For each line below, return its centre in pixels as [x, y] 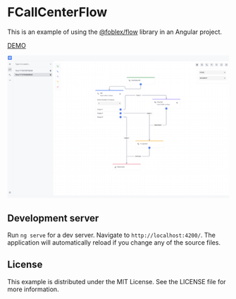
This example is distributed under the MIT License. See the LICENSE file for [117, 281]
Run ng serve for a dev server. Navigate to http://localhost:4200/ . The [112, 235]
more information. [33, 289]
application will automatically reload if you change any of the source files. [114, 243]
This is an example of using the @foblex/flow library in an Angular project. [114, 32]
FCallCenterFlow [57, 12]
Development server [53, 218]
